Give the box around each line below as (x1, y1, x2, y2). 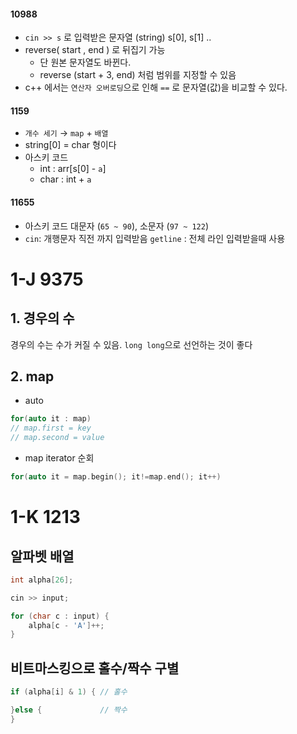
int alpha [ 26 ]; (10, 575, 74, 585)
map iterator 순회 (24, 452, 95, 464)
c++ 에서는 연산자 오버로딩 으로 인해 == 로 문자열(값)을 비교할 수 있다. (24, 81, 288, 94)
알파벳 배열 (10, 548, 75, 565)
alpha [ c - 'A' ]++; (28, 620, 105, 630)
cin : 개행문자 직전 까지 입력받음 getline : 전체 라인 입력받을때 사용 (24, 232, 286, 244)
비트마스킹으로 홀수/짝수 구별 (10, 660, 180, 677)
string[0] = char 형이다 (24, 139, 117, 151)
